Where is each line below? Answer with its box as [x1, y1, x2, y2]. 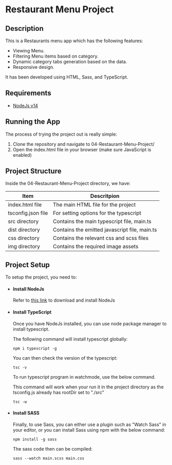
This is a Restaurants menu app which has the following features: [5, 38, 143, 44]
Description [5, 24, 44, 33]
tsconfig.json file [8, 210, 48, 217]
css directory [8, 235, 40, 242]
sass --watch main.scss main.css [12, 456, 85, 461]
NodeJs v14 [12, 102, 39, 108]
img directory [8, 243, 40, 250]
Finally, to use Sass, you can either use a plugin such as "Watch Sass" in [12, 421, 166, 427]
